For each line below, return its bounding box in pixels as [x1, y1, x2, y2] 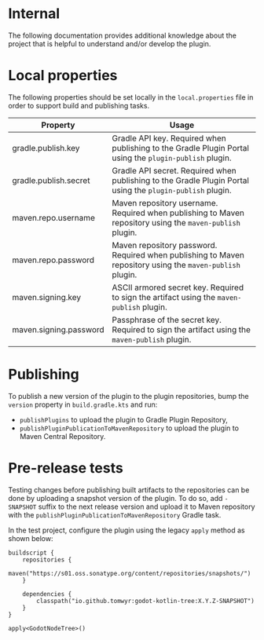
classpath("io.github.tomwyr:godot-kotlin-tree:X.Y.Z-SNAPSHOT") [36, 597, 255, 605]
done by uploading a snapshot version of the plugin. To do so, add [8, 493, 223, 503]
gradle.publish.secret [12, 174, 90, 185]
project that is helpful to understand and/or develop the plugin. [8, 38, 211, 48]
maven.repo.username [12, 212, 96, 223]
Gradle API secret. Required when [112, 165, 237, 176]
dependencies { [22, 590, 72, 598]
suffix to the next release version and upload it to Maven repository [38, 502, 255, 511]
